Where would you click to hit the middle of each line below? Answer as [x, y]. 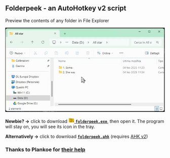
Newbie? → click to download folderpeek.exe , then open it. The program [85, 122]
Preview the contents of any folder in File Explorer [57, 20]
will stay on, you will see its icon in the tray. [50, 127]
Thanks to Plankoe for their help [45, 150]
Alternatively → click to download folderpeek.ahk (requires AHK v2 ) [77, 137]
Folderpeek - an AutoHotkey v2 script [66, 8]
